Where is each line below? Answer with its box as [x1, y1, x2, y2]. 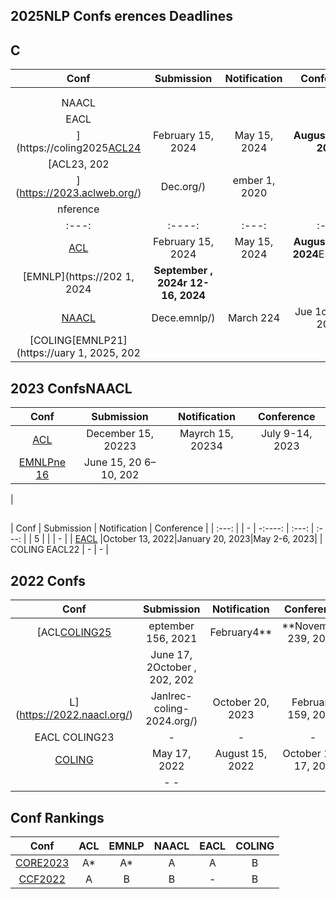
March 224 [227, 311, 281, 325]
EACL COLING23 [34, 730, 115, 744]
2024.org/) [145, 714, 198, 728]
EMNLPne [18, 455, 67, 469]
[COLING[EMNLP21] [29, 334, 128, 348]
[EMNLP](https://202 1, [22, 270, 135, 284]
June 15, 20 [83, 455, 142, 469]
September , [153, 264, 213, 278]
